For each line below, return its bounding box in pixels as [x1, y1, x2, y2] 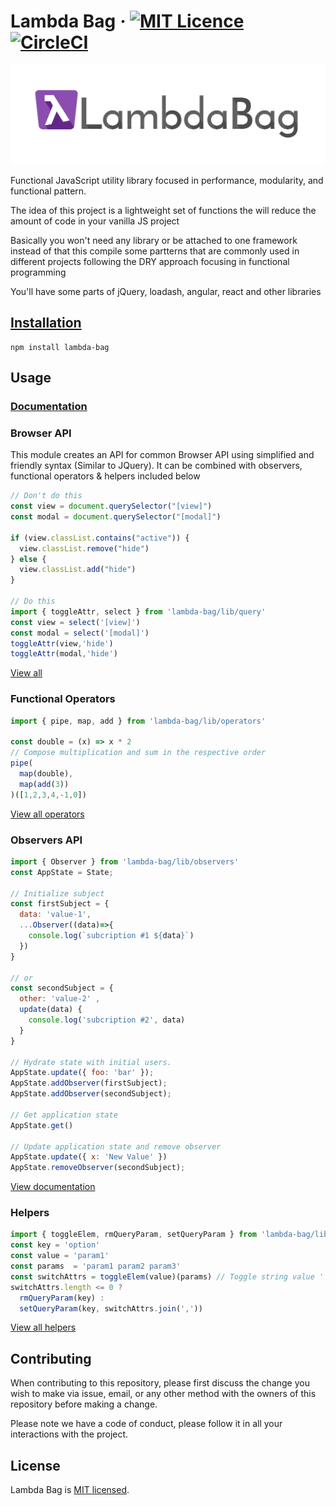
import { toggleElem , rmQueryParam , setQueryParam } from [10, 1230, 257, 1240]
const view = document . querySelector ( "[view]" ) [10, 501, 213, 512]
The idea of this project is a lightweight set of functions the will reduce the [10, 204, 317, 216]
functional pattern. [10, 185, 87, 197]
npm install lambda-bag [10, 342, 110, 352]
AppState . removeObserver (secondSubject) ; [10, 1163, 186, 1173]
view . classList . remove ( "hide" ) [19, 543, 150, 554]
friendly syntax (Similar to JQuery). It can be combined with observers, [10, 460, 303, 472]
